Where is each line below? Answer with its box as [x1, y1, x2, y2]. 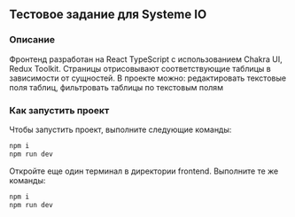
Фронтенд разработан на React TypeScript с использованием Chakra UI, [9, 53, 283, 65]
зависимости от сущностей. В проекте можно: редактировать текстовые [9, 73, 286, 83]
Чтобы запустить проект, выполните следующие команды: [9, 124, 232, 135]
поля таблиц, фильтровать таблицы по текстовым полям [9, 81, 224, 92]
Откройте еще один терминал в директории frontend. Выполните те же [9, 166, 279, 176]
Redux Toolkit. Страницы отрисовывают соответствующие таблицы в [9, 63, 272, 74]
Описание [9, 34, 56, 46]
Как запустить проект [9, 104, 110, 116]
